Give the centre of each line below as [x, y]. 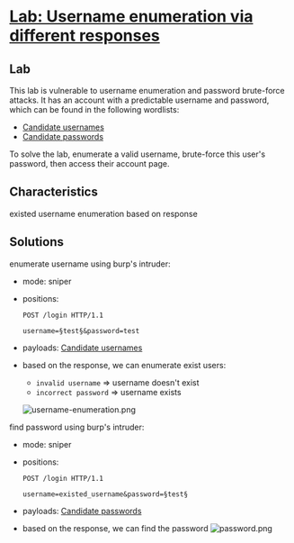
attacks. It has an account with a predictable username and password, [139, 100]
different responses [85, 36]
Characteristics [54, 192]
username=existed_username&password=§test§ [105, 494]
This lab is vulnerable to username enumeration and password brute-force [147, 90]
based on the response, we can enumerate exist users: [124, 365]
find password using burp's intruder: [77, 427]
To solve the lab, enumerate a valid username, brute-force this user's [138, 154]
